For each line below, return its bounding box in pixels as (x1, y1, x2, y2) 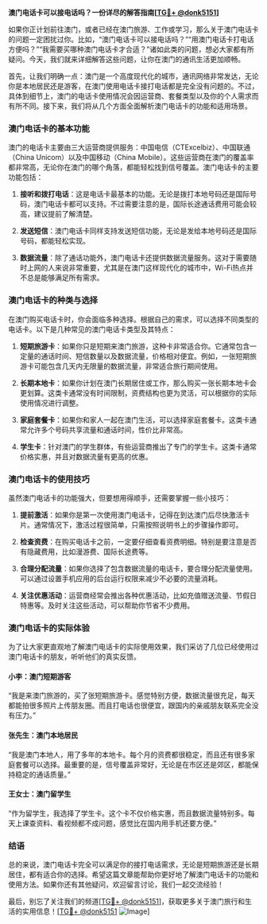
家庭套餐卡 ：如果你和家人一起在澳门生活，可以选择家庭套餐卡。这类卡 (19, 415, 250, 424)
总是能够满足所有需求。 (26, 273, 104, 283)
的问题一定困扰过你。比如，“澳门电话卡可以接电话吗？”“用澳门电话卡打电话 (8, 35, 254, 44)
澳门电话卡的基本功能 (8, 123, 90, 134)
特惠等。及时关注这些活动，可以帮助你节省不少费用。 (19, 600, 195, 610)
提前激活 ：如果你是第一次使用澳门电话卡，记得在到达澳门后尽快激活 (19, 509, 243, 520)
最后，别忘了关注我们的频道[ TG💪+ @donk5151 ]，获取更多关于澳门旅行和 (8, 897, 246, 906)
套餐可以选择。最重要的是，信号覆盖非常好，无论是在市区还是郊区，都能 (14, 759, 252, 769)
